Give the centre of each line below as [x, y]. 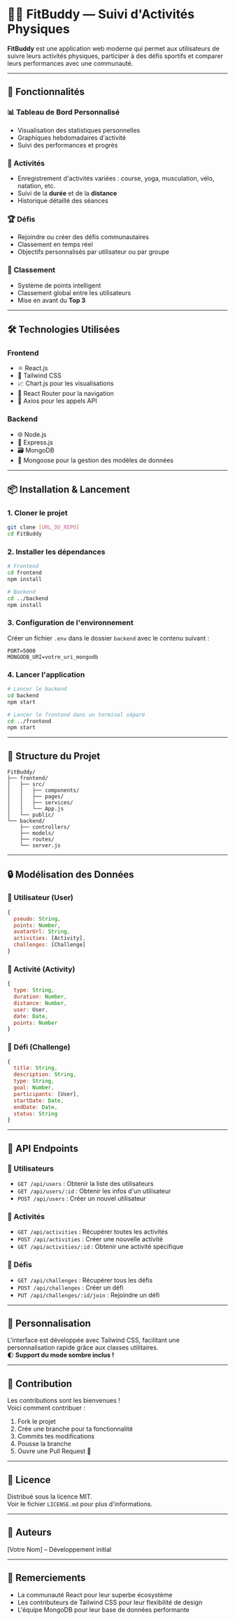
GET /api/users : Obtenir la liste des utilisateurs [85, 1183]
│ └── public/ [31, 815]
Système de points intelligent [59, 285]
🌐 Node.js [32, 434]
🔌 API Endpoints [43, 1149]
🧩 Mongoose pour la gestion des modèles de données [95, 460]
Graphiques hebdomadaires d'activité [71, 137]
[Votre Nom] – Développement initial [59, 1549]
